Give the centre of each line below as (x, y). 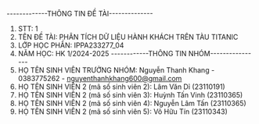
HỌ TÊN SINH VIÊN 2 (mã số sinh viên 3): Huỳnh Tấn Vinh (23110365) (130, 95)
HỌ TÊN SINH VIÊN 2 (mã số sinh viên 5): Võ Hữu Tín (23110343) (122, 112)
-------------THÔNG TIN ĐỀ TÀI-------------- (80, 14)
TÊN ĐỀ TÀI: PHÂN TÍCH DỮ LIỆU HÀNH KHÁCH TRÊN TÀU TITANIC (128, 37)
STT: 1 (28, 28)
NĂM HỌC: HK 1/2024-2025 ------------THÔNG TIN (102, 53)
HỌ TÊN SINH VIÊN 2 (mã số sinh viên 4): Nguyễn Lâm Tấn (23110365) (132, 103)
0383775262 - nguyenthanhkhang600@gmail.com (100, 78)
